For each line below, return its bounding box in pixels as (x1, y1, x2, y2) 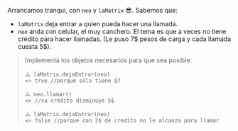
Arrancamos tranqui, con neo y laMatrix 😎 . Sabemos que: (7, 6, 178, 14)
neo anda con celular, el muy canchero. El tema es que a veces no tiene (17, 28, 227, 35)
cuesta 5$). (17, 42, 52, 50)
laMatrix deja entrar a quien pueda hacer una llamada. (17, 20, 178, 28)
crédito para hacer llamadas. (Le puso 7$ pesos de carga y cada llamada (17, 35, 232, 43)
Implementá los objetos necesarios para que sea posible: (24, 56, 193, 64)
